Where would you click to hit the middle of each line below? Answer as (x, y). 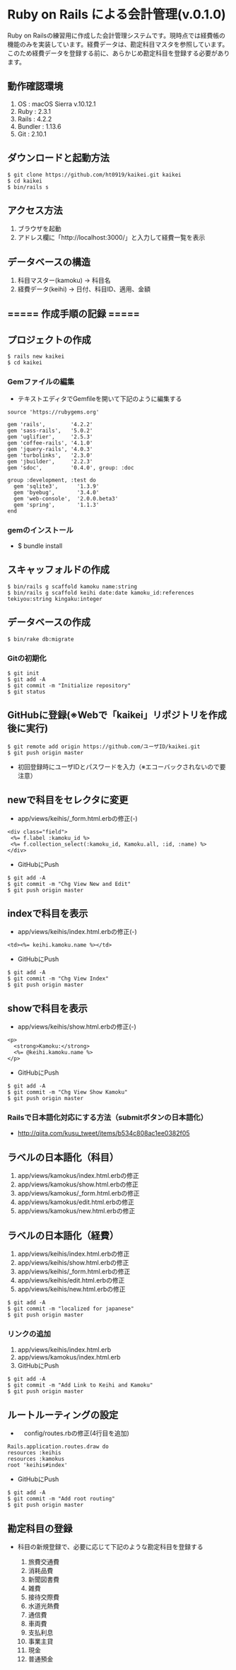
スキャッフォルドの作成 (58, 570)
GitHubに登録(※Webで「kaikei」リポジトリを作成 (117, 715)
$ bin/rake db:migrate (41, 639)
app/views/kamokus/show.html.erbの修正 (78, 1184)
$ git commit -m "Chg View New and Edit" (69, 884)
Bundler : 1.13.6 (39, 126)
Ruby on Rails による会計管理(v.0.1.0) (117, 14)
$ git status (26, 691)
